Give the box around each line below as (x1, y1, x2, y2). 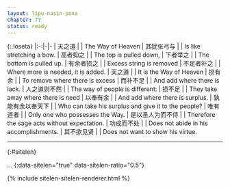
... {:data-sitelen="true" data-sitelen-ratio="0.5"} (7, 161, 145, 170)
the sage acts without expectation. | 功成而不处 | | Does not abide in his (7, 119, 208, 127)
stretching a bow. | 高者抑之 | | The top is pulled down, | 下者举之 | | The (7, 51, 210, 59)
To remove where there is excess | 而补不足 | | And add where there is (22, 77, 220, 85)
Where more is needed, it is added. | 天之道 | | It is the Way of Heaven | (7, 68, 207, 76)
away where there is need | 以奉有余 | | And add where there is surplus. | (7, 94, 212, 102)
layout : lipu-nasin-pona (7, 10, 78, 17)
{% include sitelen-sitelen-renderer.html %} (7, 174, 130, 183)
